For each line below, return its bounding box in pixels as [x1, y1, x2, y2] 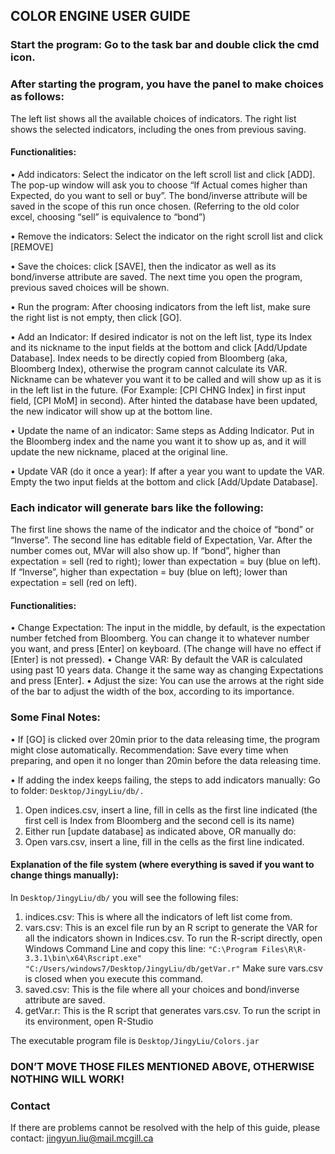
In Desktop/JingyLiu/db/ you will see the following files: [10, 891, 239, 903]
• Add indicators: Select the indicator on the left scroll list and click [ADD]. [10, 168, 316, 180]
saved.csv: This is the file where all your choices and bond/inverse [24, 983, 300, 995]
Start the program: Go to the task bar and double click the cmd [10, 38, 320, 52]
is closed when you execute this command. [24, 972, 204, 984]
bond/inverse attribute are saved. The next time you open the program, [10, 270, 303, 283]
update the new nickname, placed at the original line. [10, 445, 228, 458]
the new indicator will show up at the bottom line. [10, 405, 213, 417]
